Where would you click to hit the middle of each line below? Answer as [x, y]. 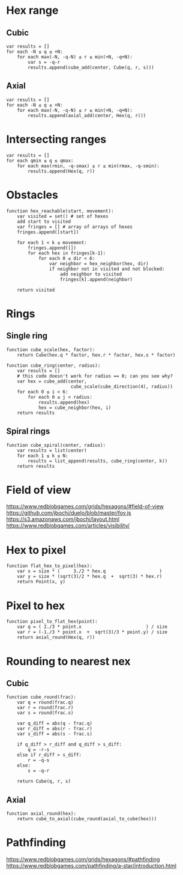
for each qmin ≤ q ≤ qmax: [40, 161]
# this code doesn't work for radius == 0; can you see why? [95, 376]
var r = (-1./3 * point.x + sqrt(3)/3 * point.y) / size [92, 632]
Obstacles [32, 195]
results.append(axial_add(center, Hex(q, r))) [87, 115]
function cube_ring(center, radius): [53, 365]
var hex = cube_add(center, [52, 381]
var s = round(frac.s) [45, 713]
